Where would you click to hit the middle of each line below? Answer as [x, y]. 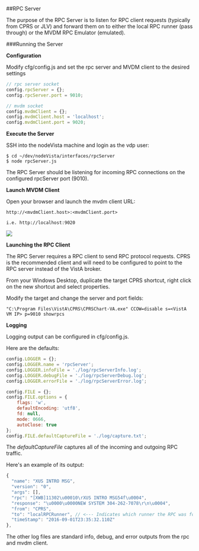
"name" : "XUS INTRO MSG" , [44, 481]
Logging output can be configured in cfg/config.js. [68, 337]
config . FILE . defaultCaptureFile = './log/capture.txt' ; [76, 436]
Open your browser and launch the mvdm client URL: [71, 201]
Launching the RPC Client [38, 245]
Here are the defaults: [33, 348]
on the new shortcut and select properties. [58, 287]
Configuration [24, 55]
